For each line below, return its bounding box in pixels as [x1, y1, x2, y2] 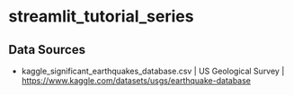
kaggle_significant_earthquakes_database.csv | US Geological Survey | [21, 65, 285, 76]
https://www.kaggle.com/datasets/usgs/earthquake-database [21, 75, 252, 86]
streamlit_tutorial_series [8, 6, 194, 27]
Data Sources [8, 42, 86, 57]
